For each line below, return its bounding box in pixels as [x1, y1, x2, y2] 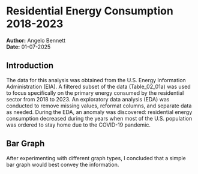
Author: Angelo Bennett [6, 37, 66, 44]
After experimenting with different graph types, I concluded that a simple [6, 154, 186, 161]
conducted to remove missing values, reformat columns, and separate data [6, 102, 192, 109]
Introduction [6, 61, 54, 71]
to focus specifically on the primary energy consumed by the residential [6, 89, 184, 97]
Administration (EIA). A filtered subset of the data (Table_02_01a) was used [6, 83, 191, 90]
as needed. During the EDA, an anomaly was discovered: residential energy [6, 108, 193, 115]
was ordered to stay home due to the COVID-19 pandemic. [6, 121, 151, 128]
